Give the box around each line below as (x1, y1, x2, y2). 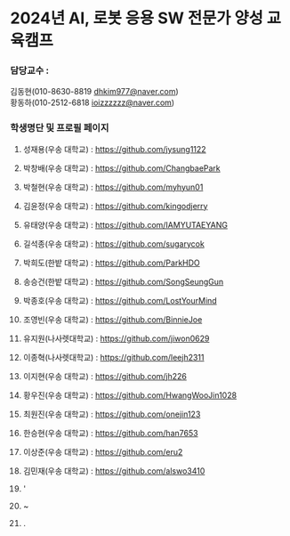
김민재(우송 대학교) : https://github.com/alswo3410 (22, 465, 205, 476)
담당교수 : (10, 64, 50, 77)
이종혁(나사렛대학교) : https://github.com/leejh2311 (22, 352, 205, 362)
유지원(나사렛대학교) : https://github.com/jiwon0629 (22, 333, 210, 344)
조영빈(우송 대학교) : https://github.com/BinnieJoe (22, 313, 203, 325)
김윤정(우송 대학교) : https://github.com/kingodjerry (22, 200, 208, 211)
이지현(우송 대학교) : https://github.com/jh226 (22, 370, 188, 381)
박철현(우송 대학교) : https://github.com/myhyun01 (22, 182, 204, 192)
